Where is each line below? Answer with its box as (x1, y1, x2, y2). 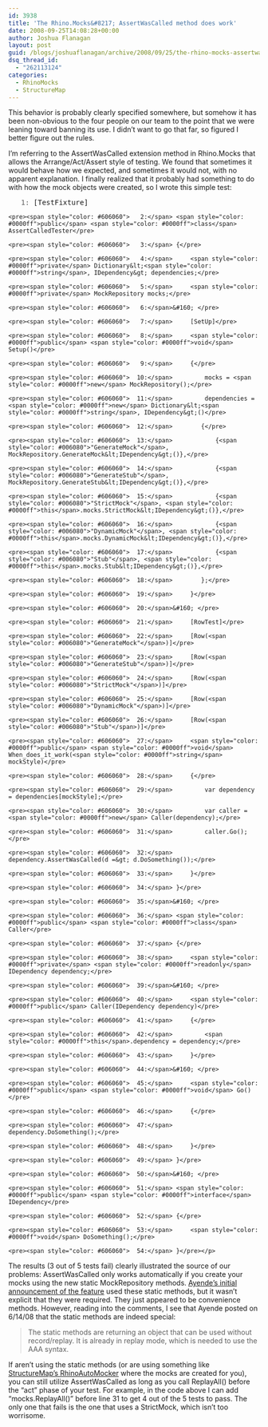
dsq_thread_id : (8, 57, 59, 65)
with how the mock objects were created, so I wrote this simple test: (8, 183, 232, 192)
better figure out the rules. (8, 133, 95, 143)
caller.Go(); (204, 828, 248, 836)
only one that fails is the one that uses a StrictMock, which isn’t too (8, 1402, 229, 1412)
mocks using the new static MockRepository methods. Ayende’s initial (8, 1278, 238, 1288)
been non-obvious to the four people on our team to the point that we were (8, 117, 255, 126)
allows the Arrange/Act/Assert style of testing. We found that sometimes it (8, 157, 253, 167)
